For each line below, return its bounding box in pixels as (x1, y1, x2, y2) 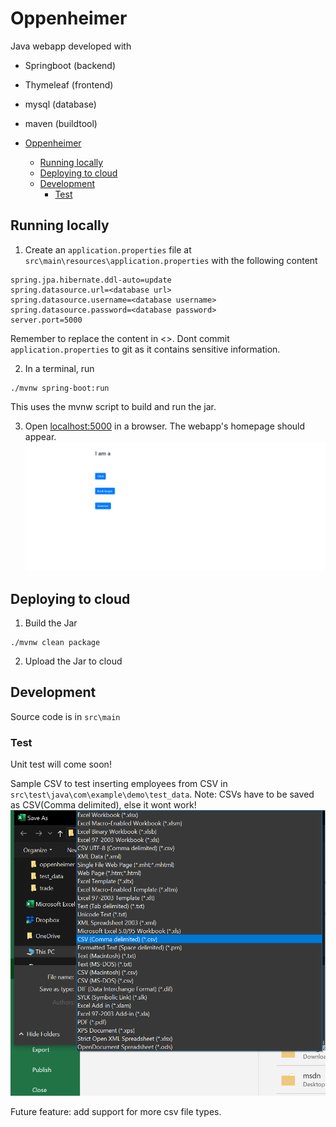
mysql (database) (24, 98, 97, 110)
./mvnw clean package (10, 638, 101, 648)
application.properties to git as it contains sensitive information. (10, 343, 281, 355)
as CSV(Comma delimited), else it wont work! (10, 799, 197, 811)
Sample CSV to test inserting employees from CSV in (10, 778, 228, 790)
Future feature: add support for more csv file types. (10, 1106, 222, 1118)
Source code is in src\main (10, 710, 121, 722)
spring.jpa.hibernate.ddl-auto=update (10, 275, 172, 285)
